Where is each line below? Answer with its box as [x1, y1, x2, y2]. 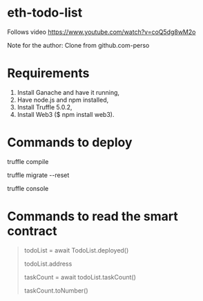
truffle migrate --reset [7, 171, 70, 179]
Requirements [7, 66, 90, 81]
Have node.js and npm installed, [17, 95, 109, 104]
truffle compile [7, 157, 49, 165]
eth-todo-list [7, 5, 83, 21]
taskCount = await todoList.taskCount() [23, 273, 137, 281]
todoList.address [23, 259, 72, 268]
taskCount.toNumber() [23, 286, 88, 295]
